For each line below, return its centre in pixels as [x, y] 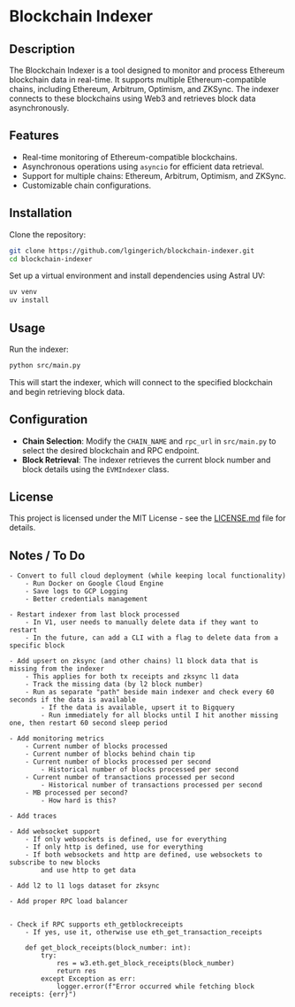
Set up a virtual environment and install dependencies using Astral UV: [137, 275]
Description [42, 49]
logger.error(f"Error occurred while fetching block [155, 987]
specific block [37, 646]
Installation [41, 213]
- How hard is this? [79, 801]
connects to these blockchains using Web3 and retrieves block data [132, 98]
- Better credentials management [87, 600]
